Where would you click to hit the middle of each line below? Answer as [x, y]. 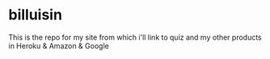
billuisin [36, 15]
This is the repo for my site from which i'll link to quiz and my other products [135, 37]
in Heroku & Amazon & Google [59, 45]
